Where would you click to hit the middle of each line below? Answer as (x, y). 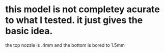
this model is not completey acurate (83, 9)
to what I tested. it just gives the (74, 20)
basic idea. (29, 31)
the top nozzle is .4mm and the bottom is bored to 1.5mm (65, 45)
